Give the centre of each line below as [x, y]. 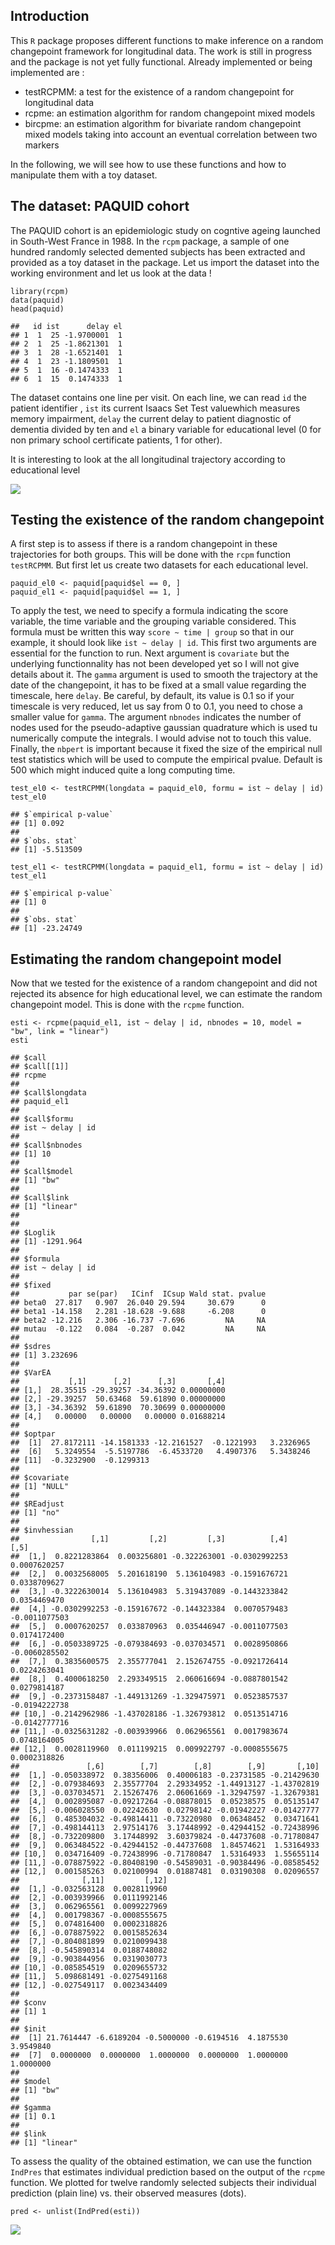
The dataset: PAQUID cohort [100, 206]
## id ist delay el [66, 326]
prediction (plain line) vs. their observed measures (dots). [128, 2193]
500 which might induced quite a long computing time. [123, 770]
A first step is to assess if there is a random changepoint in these [144, 544]
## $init [28, 2029]
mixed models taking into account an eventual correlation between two [171, 134]
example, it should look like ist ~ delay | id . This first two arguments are [163, 643]
